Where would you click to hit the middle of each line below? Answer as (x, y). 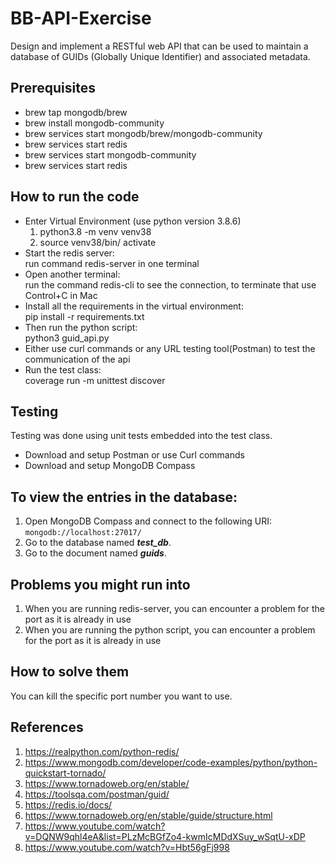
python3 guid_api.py (67, 338)
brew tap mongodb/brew (76, 112)
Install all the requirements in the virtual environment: (134, 306)
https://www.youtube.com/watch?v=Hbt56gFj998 (127, 847)
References (47, 727)
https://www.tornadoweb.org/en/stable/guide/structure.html (148, 815)
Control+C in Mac (61, 295)
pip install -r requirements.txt (84, 316)
